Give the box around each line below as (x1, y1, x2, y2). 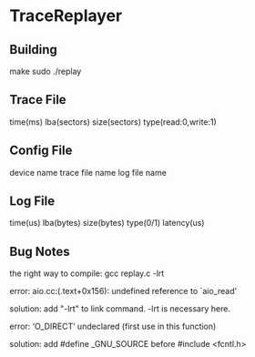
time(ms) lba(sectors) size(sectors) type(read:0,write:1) (9, 116, 217, 127)
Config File (9, 143, 73, 158)
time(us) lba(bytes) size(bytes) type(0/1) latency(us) (9, 218, 205, 229)
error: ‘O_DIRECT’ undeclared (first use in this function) (9, 321, 217, 332)
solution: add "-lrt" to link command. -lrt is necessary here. (9, 303, 230, 314)
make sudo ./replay (9, 66, 82, 76)
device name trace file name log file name (9, 167, 167, 178)
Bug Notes (9, 243, 70, 260)
